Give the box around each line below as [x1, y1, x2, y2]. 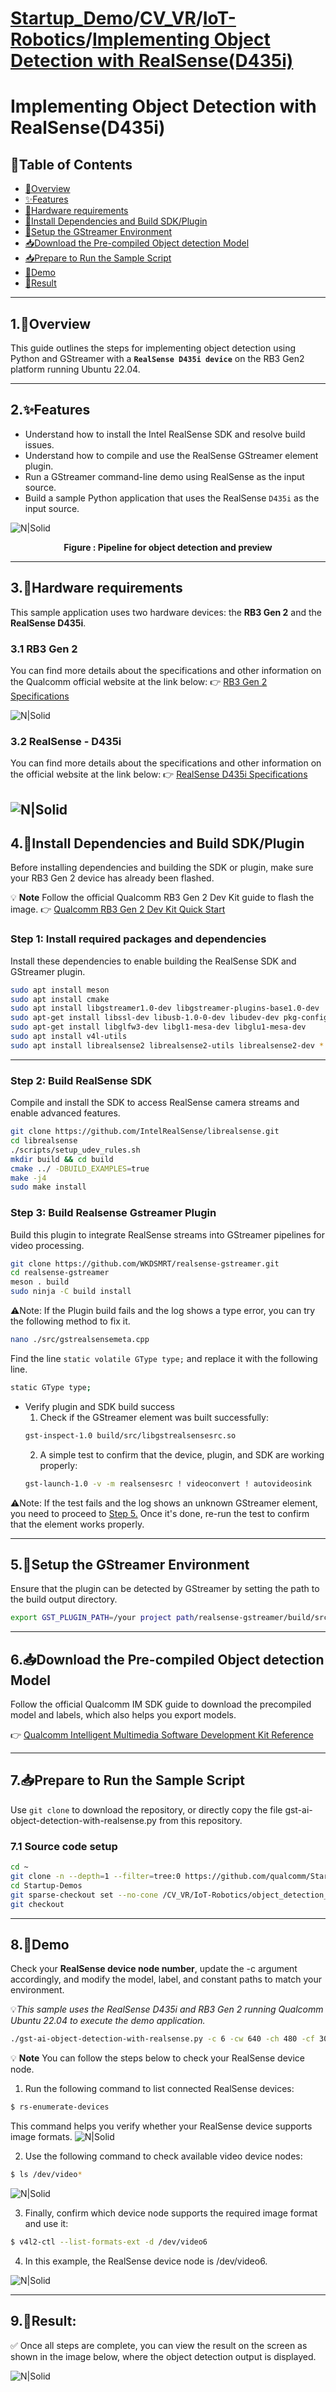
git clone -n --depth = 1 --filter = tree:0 [10, 1872, 182, 1882]
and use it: [24, 2217, 69, 2229]
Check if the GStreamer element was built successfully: [39, 1411, 269, 1423]
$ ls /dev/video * [10, 2170, 83, 2180]
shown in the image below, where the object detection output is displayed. [10, 2350, 317, 2362]
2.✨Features [10, 402, 91, 419]
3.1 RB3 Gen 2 [10, 642, 78, 656]
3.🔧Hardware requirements [10, 580, 183, 597]
